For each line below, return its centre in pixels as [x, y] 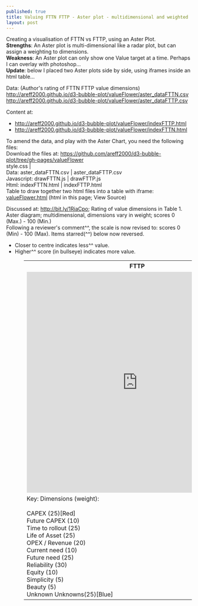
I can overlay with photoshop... [44, 64]
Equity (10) [42, 572]
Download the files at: [33, 154]
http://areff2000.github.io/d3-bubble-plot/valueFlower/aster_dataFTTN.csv [98, 94]
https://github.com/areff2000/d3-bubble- [111, 154]
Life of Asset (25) [51, 535]
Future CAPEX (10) [53, 521]
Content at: [20, 112]
